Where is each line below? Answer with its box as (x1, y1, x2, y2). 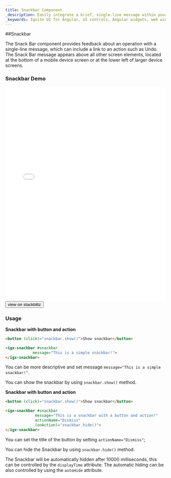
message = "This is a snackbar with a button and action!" (35, 413, 158, 418)
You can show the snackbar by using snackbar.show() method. (5, 379, 136, 385)
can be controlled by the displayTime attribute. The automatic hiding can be (5, 462, 164, 468)
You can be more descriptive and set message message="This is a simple (5, 364, 161, 370)
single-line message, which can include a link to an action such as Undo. (5, 46, 158, 52)
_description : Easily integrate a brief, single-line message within (5, 12, 156, 17)
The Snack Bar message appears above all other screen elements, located (5, 51, 161, 58)
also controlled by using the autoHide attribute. (5, 467, 103, 473)
